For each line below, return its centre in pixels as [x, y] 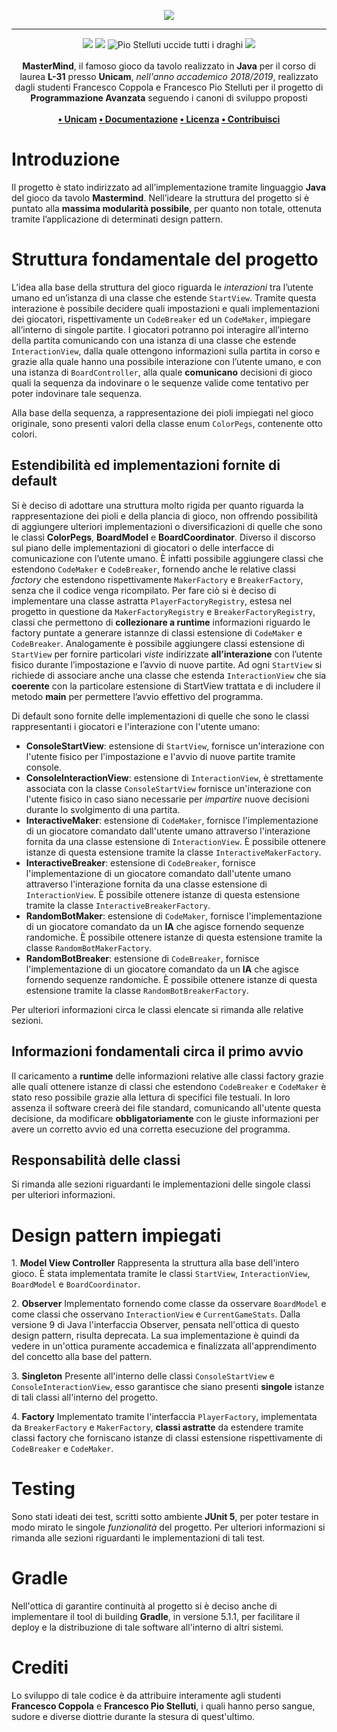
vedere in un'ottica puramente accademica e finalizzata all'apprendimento [164, 1346]
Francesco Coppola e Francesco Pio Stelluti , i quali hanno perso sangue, [163, 1706]
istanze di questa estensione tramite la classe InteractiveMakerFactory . [173, 852]
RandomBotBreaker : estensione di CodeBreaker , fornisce [142, 958]
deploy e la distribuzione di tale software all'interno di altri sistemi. [147, 1627]
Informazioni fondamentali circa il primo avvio [157, 1051]
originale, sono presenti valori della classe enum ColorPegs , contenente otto [167, 423]
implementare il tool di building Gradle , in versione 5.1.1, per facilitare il [156, 1617]
